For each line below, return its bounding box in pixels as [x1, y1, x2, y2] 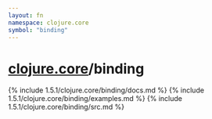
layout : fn [8, 11, 44, 20]
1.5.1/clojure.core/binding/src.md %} [8, 103, 125, 112]
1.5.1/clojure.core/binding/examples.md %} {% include [8, 94, 182, 103]
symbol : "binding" [8, 26, 68, 34]
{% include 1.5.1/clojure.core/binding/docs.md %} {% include [8, 85, 205, 95]
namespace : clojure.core [8, 19, 89, 27]
